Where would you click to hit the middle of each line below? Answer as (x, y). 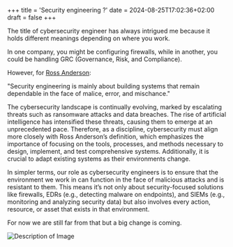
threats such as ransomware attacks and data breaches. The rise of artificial (117, 114)
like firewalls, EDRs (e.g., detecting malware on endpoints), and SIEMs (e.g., (116, 194)
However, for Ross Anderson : (50, 73)
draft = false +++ (32, 17)
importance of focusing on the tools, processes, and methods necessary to (115, 144)
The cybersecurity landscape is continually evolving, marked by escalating (114, 107)
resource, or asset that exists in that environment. (78, 209)
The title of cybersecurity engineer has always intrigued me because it (109, 31)
